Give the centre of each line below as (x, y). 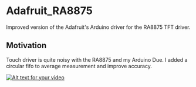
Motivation (26, 46)
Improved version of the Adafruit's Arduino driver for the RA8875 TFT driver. (98, 27)
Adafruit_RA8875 (49, 11)
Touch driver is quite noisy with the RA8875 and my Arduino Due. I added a (97, 59)
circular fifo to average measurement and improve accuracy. (79, 66)
